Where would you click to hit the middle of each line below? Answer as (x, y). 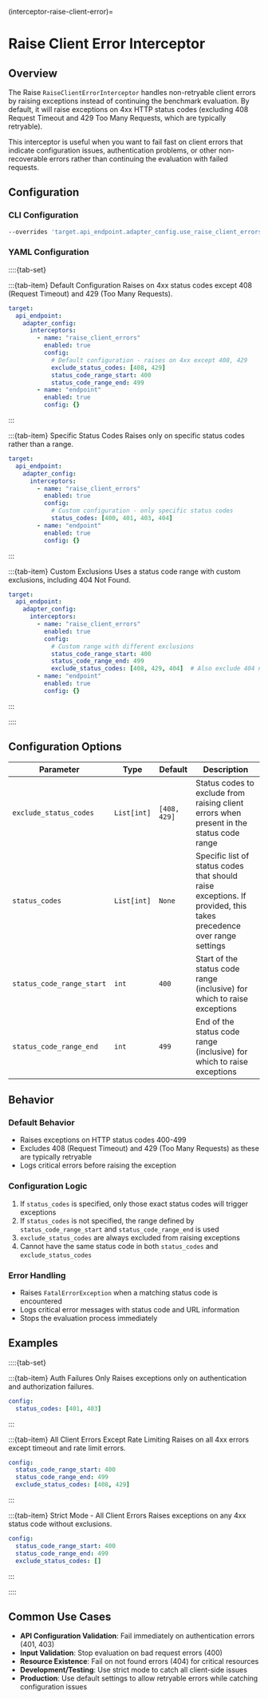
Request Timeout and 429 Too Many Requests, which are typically (117, 118)
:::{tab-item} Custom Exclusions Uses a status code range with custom (124, 571)
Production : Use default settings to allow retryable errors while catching (139, 1678)
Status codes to (225, 782)
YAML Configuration (49, 253)
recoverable (28, 159)
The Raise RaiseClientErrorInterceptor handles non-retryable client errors (132, 92)
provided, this (221, 905)
